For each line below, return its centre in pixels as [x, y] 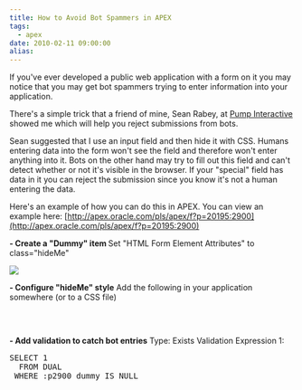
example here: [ [38, 216]
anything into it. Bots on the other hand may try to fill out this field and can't [150, 160]
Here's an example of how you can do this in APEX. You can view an [137, 207]
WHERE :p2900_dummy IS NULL [76, 376]
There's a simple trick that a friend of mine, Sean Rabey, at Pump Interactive [151, 114]
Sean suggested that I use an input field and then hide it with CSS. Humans [149, 141]
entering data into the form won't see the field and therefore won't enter [143, 151]
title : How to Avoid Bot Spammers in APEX [90, 18]
